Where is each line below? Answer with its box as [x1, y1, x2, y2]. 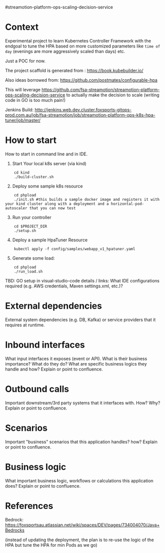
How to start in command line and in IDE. [5, 151, 88, 157]
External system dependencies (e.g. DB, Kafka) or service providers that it [5, 317, 156, 323]
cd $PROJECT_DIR [14, 224, 48, 229]
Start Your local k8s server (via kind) [12, 160, 87, 166]
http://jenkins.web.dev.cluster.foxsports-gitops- [34, 106, 132, 113]
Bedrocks [5, 527, 25, 533]
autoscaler [5, 205, 28, 211]
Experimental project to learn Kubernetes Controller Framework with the [5, 38, 151, 44]
